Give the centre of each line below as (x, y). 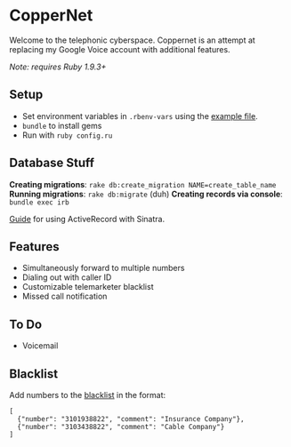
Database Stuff (52, 163)
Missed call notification (65, 296)
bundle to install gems (62, 125)
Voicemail (40, 346)
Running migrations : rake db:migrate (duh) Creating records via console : (146, 194)
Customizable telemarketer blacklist (88, 287)
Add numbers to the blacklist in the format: (88, 395)
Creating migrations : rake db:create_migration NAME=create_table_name (143, 184)
